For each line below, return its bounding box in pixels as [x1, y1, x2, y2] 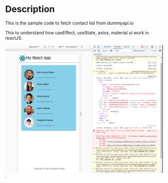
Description [5, 3, 55, 15]
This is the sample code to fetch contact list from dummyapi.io [5, 20, 134, 26]
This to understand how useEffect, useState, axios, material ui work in [5, 29, 149, 35]
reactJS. [5, 35, 22, 41]
